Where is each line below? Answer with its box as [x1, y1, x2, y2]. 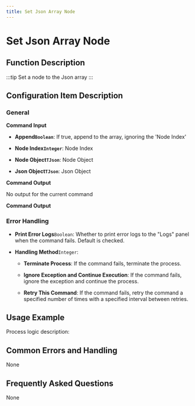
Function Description [6, 57, 86, 68]
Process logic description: [6, 328, 70, 335]
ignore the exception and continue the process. [23, 277, 139, 284]
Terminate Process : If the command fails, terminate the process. [23, 260, 182, 267]
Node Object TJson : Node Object [14, 156, 93, 164]
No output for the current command [6, 191, 93, 198]
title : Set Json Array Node [6, 8, 76, 15]
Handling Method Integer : [14, 248, 79, 255]
